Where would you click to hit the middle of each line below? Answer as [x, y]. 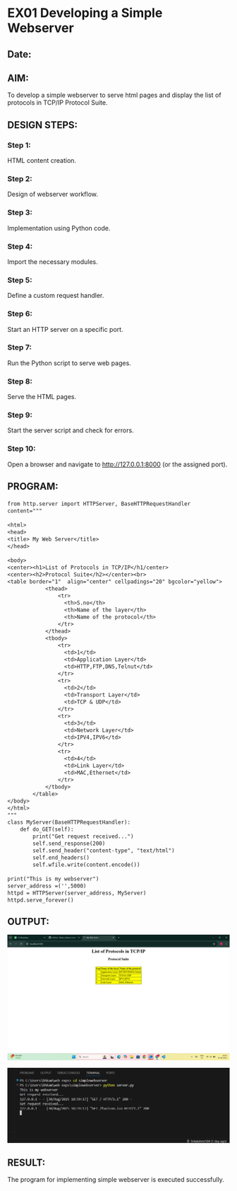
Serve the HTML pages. [42, 397]
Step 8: [20, 381]
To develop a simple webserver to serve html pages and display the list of [114, 95]
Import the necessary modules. [53, 261]
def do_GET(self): [47, 829]
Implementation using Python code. [59, 228]
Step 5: [20, 280]
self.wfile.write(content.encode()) [86, 865]
